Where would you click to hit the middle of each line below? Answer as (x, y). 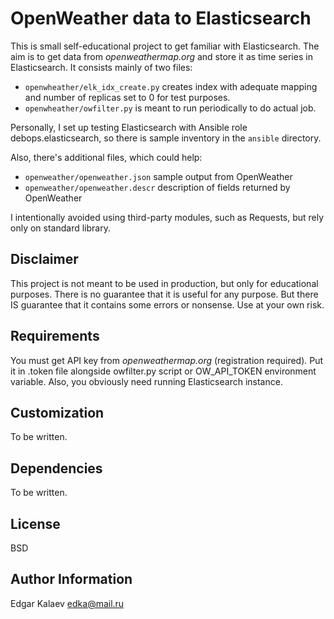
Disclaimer (44, 259)
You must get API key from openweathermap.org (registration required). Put (167, 360)
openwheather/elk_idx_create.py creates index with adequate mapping (171, 86)
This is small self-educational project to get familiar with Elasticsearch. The (165, 46)
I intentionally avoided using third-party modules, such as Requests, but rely (167, 217)
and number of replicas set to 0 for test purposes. (127, 97)
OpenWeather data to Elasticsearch (161, 18)
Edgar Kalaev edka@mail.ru (67, 603)
